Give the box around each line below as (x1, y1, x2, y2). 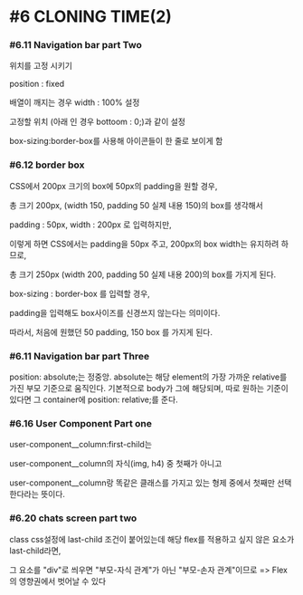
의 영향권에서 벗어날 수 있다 (9, 575, 107, 586)
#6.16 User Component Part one (9, 417, 152, 429)
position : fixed (9, 79, 65, 90)
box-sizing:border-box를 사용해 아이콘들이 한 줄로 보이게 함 (9, 136, 223, 147)
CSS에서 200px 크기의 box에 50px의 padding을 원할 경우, (9, 180, 218, 191)
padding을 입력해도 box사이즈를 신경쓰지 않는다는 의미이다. (9, 307, 221, 318)
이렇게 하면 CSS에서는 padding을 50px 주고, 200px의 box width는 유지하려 (9, 238, 279, 249)
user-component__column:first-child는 (9, 439, 152, 450)
